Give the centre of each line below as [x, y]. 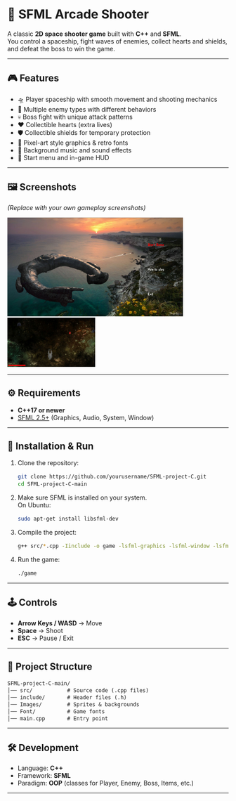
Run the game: [39, 559]
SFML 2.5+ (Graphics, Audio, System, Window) [86, 417]
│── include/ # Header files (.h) [67, 698]
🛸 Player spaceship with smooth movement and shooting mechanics [117, 99]
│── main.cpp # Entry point [58, 719]
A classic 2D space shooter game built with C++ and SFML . [94, 34]
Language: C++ [40, 768]
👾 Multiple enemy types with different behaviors [87, 109]
